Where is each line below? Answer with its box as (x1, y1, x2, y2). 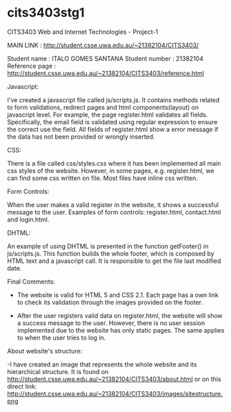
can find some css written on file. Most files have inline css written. (7, 174, 199, 182)
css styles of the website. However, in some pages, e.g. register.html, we (7, 166, 214, 175)
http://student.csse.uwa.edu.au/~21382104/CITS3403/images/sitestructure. (7, 389, 223, 398)
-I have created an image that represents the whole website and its (7, 360, 197, 369)
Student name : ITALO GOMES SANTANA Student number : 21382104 (7, 54, 203, 63)
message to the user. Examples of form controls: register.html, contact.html (7, 208, 221, 216)
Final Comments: (7, 277, 55, 286)
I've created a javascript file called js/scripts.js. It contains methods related (7, 95, 220, 104)
